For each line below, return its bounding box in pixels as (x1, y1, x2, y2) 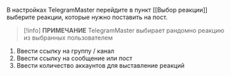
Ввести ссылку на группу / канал (16, 47, 115, 55)
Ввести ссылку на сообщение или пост (16, 54, 133, 62)
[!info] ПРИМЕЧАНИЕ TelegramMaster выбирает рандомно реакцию (23, 27, 225, 34)
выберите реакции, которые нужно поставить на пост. (6, 13, 168, 21)
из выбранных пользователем (23, 34, 113, 42)
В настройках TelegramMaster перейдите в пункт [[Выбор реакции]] (6, 6, 208, 14)
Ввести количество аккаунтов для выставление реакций (16, 62, 185, 69)
